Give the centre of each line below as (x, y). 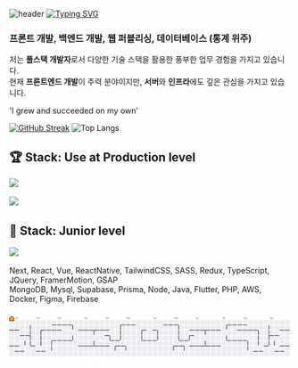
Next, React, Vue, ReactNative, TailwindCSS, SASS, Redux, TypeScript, (140, 270)
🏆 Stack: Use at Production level (103, 157)
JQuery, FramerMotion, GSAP (64, 280)
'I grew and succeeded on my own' (74, 110)
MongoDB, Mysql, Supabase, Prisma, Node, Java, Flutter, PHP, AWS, (136, 289)
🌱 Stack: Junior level (67, 230)
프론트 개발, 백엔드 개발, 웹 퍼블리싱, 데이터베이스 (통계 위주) (131, 38)
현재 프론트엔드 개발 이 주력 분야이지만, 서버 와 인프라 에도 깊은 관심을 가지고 (139, 82)
